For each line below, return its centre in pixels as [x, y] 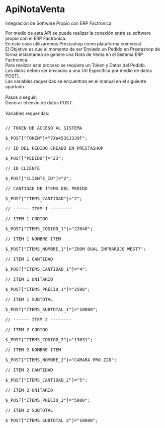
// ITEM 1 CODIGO [26, 219]
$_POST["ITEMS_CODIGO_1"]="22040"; [49, 229]
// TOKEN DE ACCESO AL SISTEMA [44, 128]
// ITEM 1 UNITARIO [29, 279]
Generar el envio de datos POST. [39, 102]
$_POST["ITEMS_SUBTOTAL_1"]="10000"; [52, 309]
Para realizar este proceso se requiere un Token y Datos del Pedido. [76, 65]
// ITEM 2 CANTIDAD [29, 370]
